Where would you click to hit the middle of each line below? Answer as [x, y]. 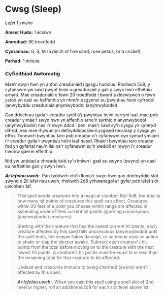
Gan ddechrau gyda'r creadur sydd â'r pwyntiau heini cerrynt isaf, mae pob [82, 115]
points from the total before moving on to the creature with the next [85, 247]
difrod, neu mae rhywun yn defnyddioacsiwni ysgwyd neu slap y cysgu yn [81, 131]
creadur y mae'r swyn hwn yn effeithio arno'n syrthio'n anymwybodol [76, 120]
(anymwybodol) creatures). [45, 217]
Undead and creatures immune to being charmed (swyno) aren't [82, 267]
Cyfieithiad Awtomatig [33, 73]
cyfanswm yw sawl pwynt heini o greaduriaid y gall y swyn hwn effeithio [79, 90]
